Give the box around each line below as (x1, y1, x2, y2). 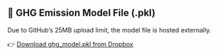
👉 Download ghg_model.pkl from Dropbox (7, 39, 133, 48)
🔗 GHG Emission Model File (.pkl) (7, 7, 156, 19)
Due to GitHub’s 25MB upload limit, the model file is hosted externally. (7, 25, 212, 34)
